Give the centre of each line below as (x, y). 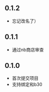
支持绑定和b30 (27, 84)
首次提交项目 (25, 78)
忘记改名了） (25, 21)
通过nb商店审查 (28, 49)
